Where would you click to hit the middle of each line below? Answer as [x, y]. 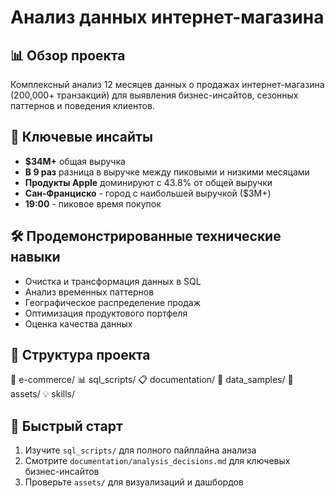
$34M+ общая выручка [75, 161]
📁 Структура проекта [80, 355]
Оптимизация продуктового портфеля [106, 313]
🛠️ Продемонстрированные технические [146, 236]
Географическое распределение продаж [113, 302]
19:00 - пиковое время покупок [93, 203]
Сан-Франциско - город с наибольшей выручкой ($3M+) [148, 193]
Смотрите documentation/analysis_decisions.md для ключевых [157, 461]
